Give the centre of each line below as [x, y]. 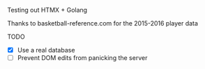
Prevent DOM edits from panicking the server [82, 58]
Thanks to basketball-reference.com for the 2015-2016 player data [103, 23]
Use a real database [46, 50]
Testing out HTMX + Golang [47, 10]
